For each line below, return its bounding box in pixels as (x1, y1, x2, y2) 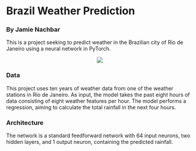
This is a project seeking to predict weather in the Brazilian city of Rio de (6, 39, 184, 46)
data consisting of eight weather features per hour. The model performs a (6, 97, 186, 105)
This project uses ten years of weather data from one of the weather (6, 84, 174, 92)
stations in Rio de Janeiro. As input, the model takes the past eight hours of (6, 91, 190, 98)
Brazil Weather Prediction (6, 4, 135, 18)
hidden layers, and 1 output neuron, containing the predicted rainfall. (6, 139, 173, 146)
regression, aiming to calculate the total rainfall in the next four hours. (6, 103, 176, 111)
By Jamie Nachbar (6, 26, 61, 34)
